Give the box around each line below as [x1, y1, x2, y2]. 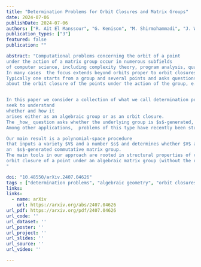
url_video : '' [6, 247, 42, 253]
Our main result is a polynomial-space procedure [6, 135, 133, 141]
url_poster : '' [6, 224, 44, 230]
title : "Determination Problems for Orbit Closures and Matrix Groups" [6, 8, 188, 15]
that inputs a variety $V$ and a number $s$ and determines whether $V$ [6, 141, 191, 147]
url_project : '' [6, 230, 47, 236]
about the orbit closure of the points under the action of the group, [6, 81, 188, 87]
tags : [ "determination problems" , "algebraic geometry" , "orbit [6, 180, 172, 186]
